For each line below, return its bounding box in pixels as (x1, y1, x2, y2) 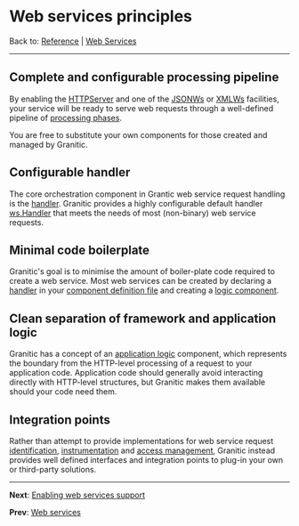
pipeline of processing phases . (9, 112, 123, 123)
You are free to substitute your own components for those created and (9, 129, 268, 140)
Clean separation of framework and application (9, 311, 277, 326)
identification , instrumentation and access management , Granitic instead (9, 445, 276, 456)
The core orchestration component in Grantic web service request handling (9, 189, 286, 199)
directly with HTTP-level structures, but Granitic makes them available (9, 376, 265, 388)
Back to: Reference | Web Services (9, 36, 137, 46)
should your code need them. (9, 386, 117, 397)
